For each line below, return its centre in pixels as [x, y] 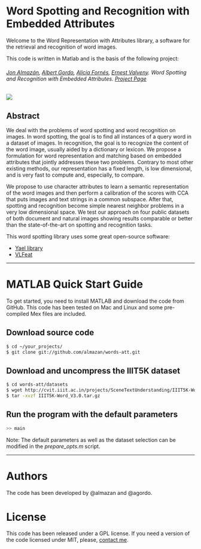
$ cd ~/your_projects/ [34, 347]
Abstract [23, 116]
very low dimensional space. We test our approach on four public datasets [98, 212]
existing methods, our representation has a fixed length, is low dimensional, [99, 168]
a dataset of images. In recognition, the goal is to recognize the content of [98, 143]
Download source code [50, 332]
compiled [18, 314]
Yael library [29, 248]
